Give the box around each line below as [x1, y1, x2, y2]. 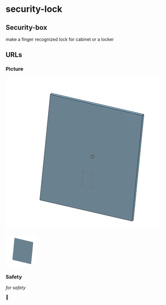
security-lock [5, 3, 62, 15]
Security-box [5, 23, 48, 32]
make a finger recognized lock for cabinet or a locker [5, 36, 114, 42]
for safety [5, 284, 26, 291]
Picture [5, 65, 24, 72]
